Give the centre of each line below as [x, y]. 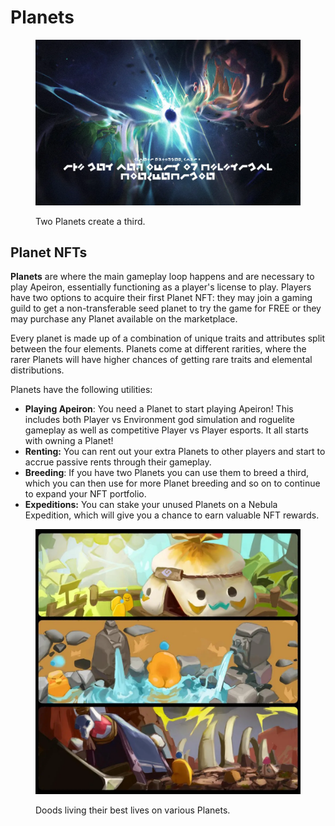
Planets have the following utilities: [81, 390]
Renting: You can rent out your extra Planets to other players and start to [175, 452]
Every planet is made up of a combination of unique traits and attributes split [168, 338]
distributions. [37, 370]
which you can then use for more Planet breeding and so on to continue [172, 483]
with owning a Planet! [69, 441]
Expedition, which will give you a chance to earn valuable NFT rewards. [172, 515]
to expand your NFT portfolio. [85, 494]
